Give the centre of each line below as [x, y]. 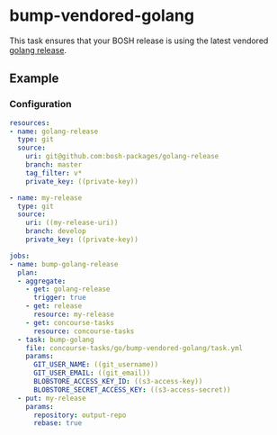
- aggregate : [42, 281]
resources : [30, 122]
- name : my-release [46, 198]
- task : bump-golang [56, 340]
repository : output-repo [80, 415]
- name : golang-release [54, 131]
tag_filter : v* [54, 173]
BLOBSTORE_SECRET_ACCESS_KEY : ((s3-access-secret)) [132, 390]
